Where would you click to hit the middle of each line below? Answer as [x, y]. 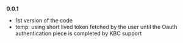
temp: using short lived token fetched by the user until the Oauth [96, 27]
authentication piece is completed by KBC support [78, 33]
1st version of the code [44, 20]
